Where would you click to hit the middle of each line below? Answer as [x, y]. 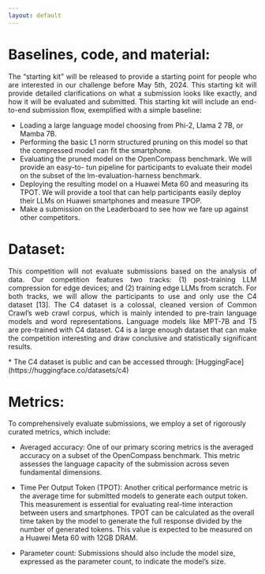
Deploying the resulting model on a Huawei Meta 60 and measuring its [134, 184]
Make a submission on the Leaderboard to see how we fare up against [134, 209]
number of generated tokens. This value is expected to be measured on [136, 530]
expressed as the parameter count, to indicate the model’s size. [123, 561]
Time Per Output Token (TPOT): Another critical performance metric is [134, 488]
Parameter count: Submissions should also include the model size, [127, 553]
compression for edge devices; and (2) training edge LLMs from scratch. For [132, 288]
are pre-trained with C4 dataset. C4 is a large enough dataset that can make [132, 330]
